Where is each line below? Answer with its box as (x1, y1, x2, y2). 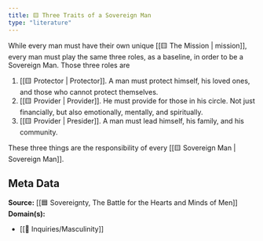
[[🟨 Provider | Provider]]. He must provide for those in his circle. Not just (19, 95, 255, 106)
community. (19, 127, 58, 137)
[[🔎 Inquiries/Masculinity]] (19, 225, 104, 234)
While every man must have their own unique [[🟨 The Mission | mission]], (8, 41, 247, 50)
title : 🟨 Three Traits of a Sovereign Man (8, 11, 152, 20)
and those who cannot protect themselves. (19, 87, 159, 96)
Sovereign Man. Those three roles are (8, 60, 130, 70)
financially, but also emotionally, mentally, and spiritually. (19, 107, 203, 117)
